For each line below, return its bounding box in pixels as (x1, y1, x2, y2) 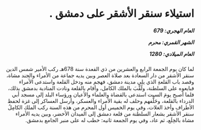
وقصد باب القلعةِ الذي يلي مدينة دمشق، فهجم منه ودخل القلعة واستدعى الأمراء (19, 78, 194, 85)
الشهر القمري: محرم (148, 39, 194, 46)
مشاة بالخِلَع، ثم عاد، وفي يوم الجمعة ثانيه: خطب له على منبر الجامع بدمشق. (25, 117, 194, 124)
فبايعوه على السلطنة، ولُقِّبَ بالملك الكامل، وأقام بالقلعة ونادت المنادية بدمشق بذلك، (7, 85, 194, 92)
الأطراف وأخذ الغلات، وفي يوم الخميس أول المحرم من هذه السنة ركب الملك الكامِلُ (7, 104, 194, 111)
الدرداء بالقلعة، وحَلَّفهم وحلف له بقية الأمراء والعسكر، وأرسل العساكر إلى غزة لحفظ (7, 97, 194, 105)
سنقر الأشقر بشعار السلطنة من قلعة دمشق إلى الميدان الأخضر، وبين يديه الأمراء (15, 110, 194, 117)
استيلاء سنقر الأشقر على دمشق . (49, 7, 194, 20)
